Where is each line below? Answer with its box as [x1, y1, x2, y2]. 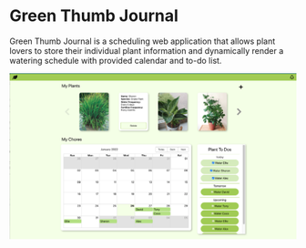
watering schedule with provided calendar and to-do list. [9, 55, 222, 66]
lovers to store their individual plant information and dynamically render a [9, 45, 284, 56]
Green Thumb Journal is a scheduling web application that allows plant [9, 36, 276, 46]
